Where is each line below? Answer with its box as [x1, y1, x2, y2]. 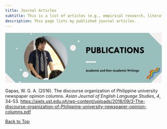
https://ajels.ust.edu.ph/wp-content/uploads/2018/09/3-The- [20, 98, 146, 104]
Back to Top [5, 119, 30, 125]
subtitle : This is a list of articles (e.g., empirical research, [5, 13, 146, 18]
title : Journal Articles [5, 8, 57, 13]
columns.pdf [5, 109, 31, 115]
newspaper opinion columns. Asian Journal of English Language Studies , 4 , [5, 93, 161, 99]
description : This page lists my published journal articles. [5, 18, 137, 23]
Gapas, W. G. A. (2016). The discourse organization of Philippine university [5, 88, 158, 94]
